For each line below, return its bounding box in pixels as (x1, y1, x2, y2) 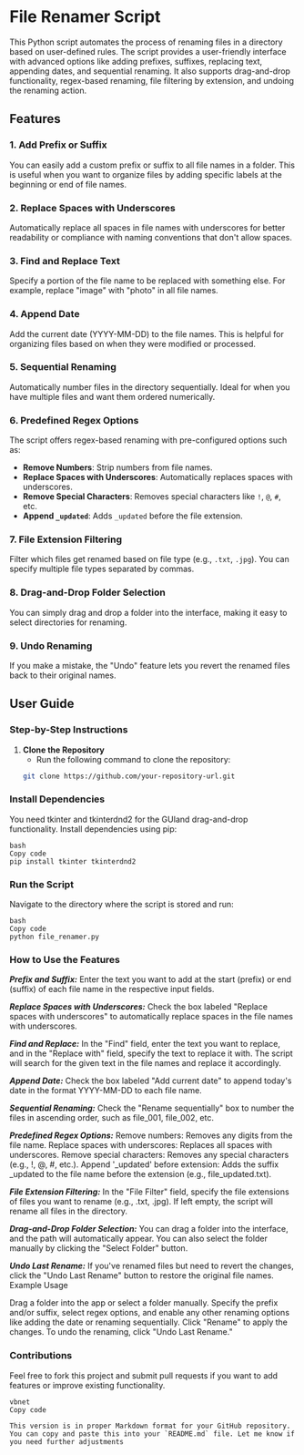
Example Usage (9, 1280, 68, 1291)
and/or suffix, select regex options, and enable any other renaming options (9, 1307, 289, 1318)
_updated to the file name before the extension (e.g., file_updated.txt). (9, 1169, 272, 1180)
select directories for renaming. (9, 617, 127, 628)
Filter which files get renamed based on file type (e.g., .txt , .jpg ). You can (9, 554, 289, 565)
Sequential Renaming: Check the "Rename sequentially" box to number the (9, 1102, 295, 1113)
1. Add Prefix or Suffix (9, 138, 107, 151)
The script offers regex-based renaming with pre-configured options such (9, 435, 288, 446)
